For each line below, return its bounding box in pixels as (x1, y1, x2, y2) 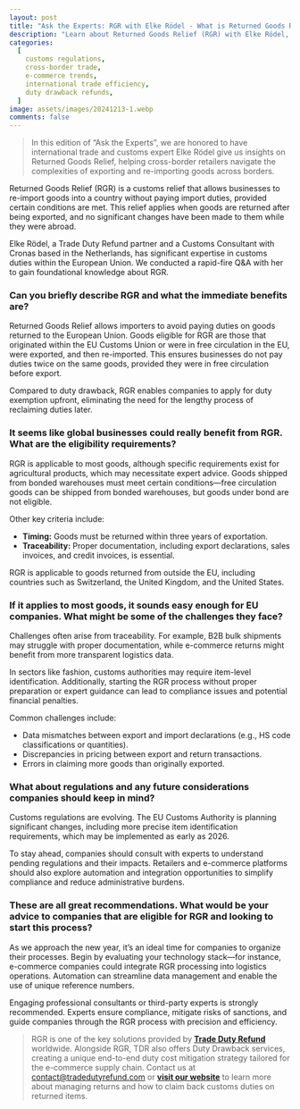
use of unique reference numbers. (9, 979, 136, 990)
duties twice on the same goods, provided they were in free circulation (9, 358, 270, 369)
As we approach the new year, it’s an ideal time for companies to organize (9, 942, 281, 953)
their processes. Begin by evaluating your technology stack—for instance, (9, 951, 281, 962)
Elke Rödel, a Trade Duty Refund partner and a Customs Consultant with (9, 239, 275, 249)
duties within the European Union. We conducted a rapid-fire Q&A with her (9, 257, 284, 268)
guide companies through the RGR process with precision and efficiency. (9, 1016, 278, 1027)
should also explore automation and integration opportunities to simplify (9, 868, 274, 878)
